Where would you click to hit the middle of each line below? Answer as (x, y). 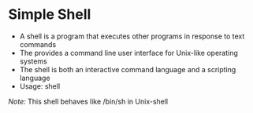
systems (33, 61)
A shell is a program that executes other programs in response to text (132, 36)
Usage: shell (40, 86)
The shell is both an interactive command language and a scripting (128, 69)
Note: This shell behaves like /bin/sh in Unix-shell (88, 101)
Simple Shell (50, 15)
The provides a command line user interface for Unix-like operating (129, 53)
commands (38, 44)
